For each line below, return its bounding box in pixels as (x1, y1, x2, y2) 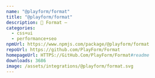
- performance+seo (11, 36, 57, 42)
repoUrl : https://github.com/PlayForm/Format (6, 47, 120, 53)
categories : (6, 25, 35, 31)
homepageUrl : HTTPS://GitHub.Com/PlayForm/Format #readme (6, 52, 150, 58)
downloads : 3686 (6, 57, 46, 63)
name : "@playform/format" (6, 8, 70, 15)
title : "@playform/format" (6, 14, 73, 20)
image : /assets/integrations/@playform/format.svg (6, 63, 134, 69)
